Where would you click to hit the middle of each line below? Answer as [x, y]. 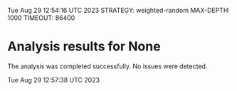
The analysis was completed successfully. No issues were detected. [107, 66]
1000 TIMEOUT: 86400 [41, 18]
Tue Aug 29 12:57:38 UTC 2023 [54, 80]
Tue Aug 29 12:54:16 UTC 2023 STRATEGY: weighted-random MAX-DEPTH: [118, 10]
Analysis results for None [84, 47]
